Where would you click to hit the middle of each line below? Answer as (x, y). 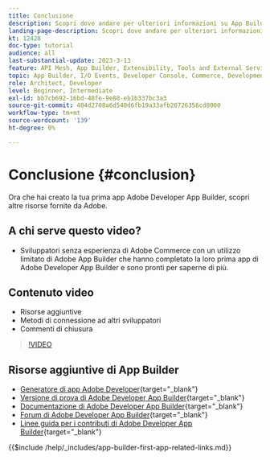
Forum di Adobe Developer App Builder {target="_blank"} (114, 415)
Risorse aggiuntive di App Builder (94, 370)
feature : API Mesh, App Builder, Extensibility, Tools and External (125, 68)
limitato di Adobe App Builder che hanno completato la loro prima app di (139, 259)
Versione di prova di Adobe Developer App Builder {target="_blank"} (132, 398)
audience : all (32, 53)
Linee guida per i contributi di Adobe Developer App (106, 424)
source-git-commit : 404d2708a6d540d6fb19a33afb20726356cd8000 (115, 105)
